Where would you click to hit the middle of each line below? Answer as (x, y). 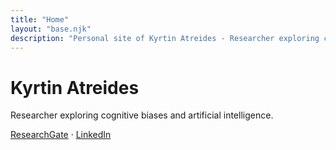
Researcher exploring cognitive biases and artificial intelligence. (142, 115)
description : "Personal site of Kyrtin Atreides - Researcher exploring (165, 38)
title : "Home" (40, 19)
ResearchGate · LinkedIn (61, 135)
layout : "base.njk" (51, 29)
